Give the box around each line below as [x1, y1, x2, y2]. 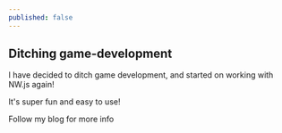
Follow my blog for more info [8, 113, 115, 125]
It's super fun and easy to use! [8, 96, 121, 107]
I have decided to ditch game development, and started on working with [8, 70, 274, 80]
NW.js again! [8, 79, 55, 90]
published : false [8, 12, 73, 22]
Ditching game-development [8, 46, 173, 62]
